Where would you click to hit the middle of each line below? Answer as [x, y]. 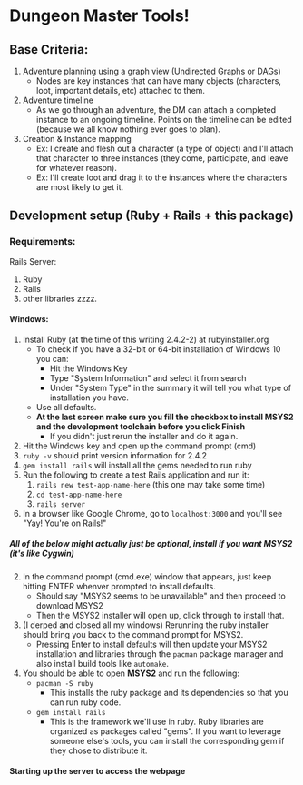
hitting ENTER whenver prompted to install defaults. [119, 586]
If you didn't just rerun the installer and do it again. [144, 436]
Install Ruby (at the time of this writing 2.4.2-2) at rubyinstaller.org [146, 339]
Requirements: [43, 242]
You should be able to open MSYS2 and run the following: [131, 673]
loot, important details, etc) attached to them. [121, 91]
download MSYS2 [69, 605]
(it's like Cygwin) [42, 554]
